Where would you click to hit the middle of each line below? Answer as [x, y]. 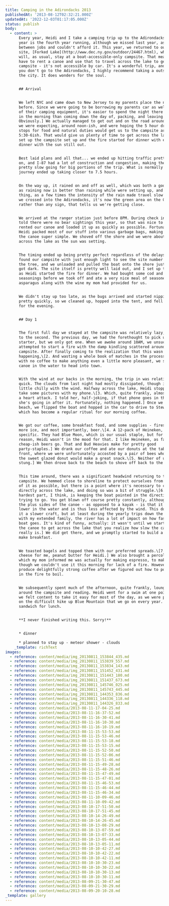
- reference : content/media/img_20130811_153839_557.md [69, 661]
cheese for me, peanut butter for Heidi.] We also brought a [84, 556]
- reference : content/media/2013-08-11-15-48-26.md [65, 769]
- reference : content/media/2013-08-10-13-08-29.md [65, 825]
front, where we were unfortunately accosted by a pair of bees [87, 454]
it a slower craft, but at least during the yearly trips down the [91, 514]
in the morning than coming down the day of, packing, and [81, 116]
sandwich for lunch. [40, 607]
